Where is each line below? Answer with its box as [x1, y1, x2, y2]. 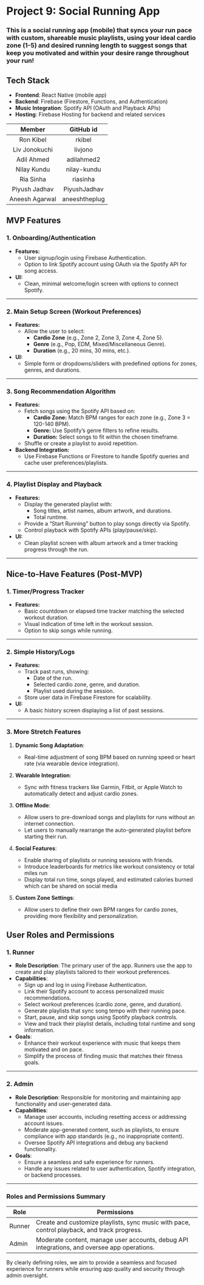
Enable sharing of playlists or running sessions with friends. [24, 856, 174, 863]
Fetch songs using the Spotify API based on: [24, 408, 135, 415]
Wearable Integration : [15, 771, 72, 779]
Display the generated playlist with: [24, 500, 112, 507]
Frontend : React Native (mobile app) [15, 91, 107, 99]
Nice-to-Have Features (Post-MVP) [6, 569, 143, 579]
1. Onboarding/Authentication [6, 234, 96, 242]
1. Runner [6, 948, 35, 956]
